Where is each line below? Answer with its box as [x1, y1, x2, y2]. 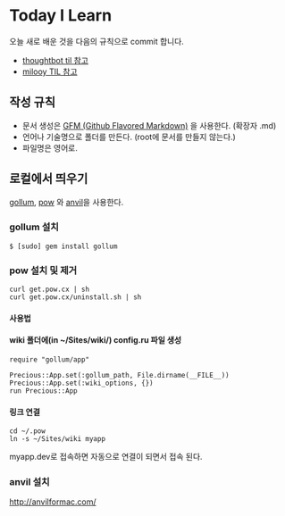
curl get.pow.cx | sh [9, 285, 90, 295]
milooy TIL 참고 [21, 66, 78, 77]
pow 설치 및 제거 [9, 264, 78, 277]
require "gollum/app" [9, 354, 90, 364]
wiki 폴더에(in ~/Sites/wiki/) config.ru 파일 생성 [9, 335, 181, 345]
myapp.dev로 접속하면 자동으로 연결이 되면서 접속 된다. [9, 452, 203, 462]
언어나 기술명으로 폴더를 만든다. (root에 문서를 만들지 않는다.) [21, 131, 237, 142]
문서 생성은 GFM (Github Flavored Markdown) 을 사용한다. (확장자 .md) [21, 120, 277, 130]
